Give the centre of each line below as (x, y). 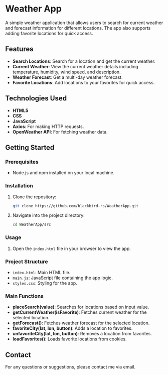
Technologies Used (36, 98)
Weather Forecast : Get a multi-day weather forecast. (67, 77)
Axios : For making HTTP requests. (48, 127)
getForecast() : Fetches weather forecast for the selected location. (81, 323)
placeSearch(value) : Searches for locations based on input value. (81, 307)
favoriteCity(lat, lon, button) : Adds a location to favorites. (72, 328)
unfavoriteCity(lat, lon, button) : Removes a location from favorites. (82, 334)
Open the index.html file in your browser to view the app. (72, 248)
